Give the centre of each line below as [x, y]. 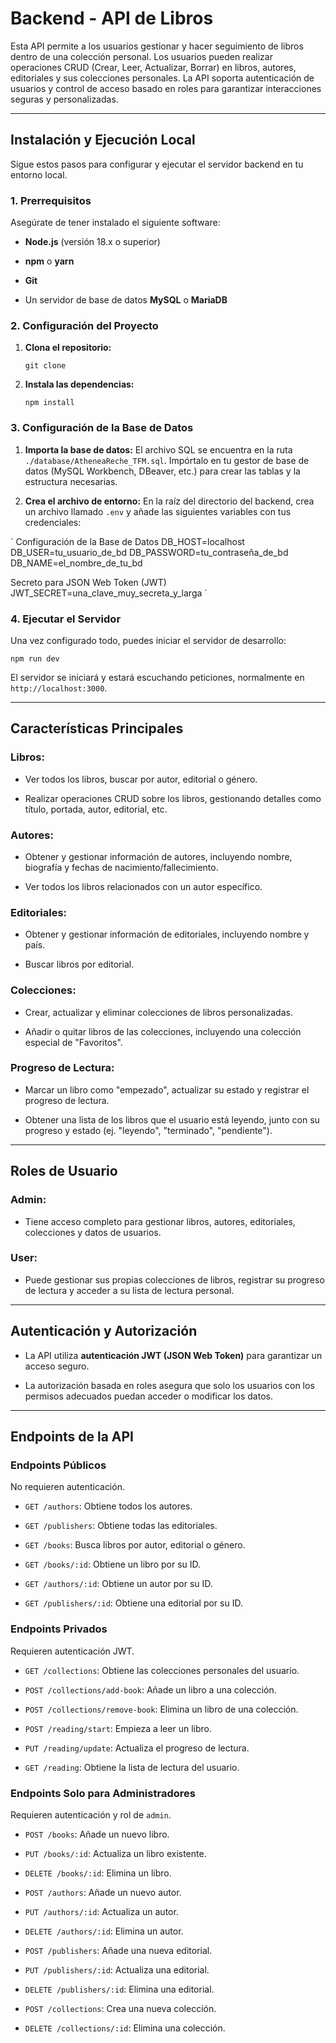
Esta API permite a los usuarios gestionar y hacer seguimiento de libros [157, 46]
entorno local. [39, 174]
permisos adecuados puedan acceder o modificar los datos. [148, 1396]
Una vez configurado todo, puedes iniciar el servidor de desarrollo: [148, 640]
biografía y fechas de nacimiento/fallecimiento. [121, 867]
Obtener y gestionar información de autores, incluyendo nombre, [158, 856]
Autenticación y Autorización [104, 1331]
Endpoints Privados [59, 1629]
